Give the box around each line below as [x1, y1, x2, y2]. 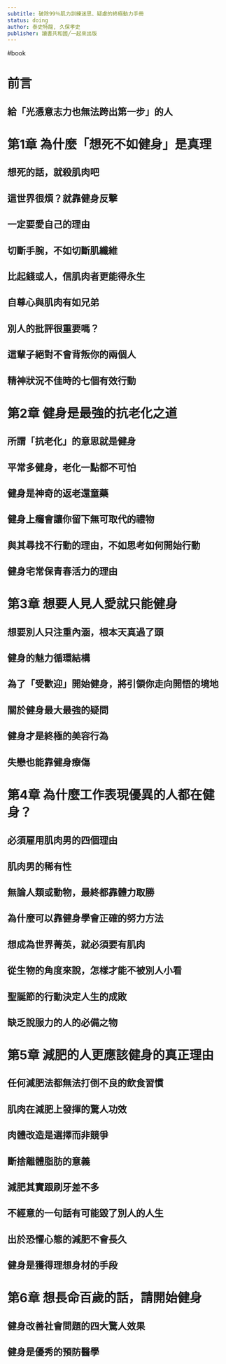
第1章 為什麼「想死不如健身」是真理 [7, 137, 212, 153]
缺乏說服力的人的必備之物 [7, 1016, 118, 1028]
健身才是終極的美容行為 [7, 730, 108, 742]
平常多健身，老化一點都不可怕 [7, 461, 136, 473]
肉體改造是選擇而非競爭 [7, 1129, 108, 1141]
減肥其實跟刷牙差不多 [7, 1182, 99, 1194]
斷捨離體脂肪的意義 [7, 1155, 90, 1167]
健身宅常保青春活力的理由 [7, 566, 118, 578]
